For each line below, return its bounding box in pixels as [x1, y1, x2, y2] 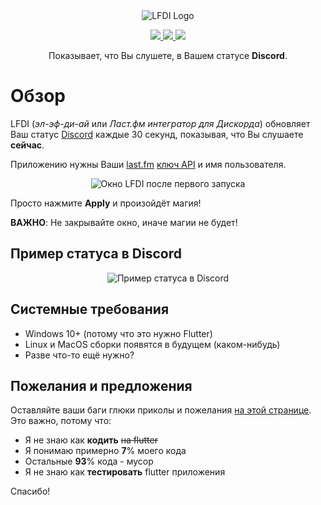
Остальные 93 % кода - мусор [24, 455, 154, 468]
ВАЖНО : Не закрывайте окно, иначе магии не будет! [10, 216, 238, 228]
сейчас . [10, 139, 45, 151]
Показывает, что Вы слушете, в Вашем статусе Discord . [48, 50, 288, 61]
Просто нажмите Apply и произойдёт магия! [10, 197, 202, 209]
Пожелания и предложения [10, 377, 193, 394]
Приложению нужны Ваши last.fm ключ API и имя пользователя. [10, 158, 287, 170]
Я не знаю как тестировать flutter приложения [24, 466, 226, 478]
